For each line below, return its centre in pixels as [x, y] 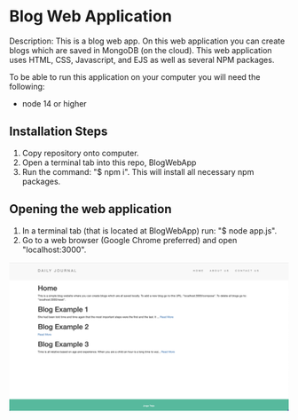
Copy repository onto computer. [80, 153]
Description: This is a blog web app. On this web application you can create [147, 41]
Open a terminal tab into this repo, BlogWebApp [109, 162]
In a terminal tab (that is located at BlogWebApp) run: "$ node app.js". [149, 230]
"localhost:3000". [54, 250]
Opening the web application [90, 209]
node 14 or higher [54, 103]
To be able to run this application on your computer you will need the [135, 76]
